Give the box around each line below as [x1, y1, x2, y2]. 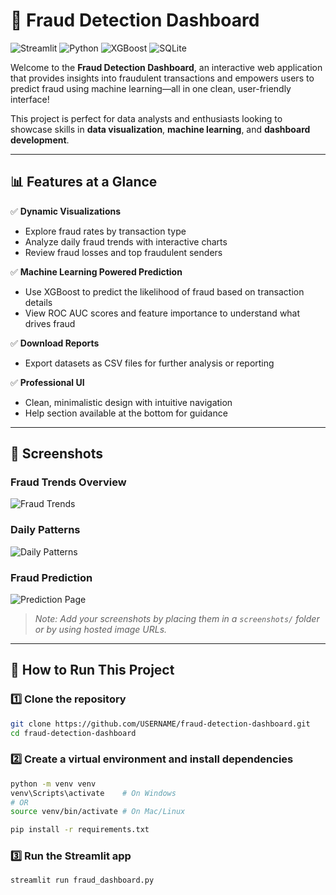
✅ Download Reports [10, 337, 100, 349]
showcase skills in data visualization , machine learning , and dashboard [10, 123, 311, 135]
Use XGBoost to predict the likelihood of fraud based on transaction [24, 285, 305, 298]
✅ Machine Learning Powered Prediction [10, 265, 183, 278]
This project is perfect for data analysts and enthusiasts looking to [10, 112, 283, 124]
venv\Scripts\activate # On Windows [10, 788, 177, 798]
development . [10, 134, 70, 146]
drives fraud [24, 317, 76, 329]
